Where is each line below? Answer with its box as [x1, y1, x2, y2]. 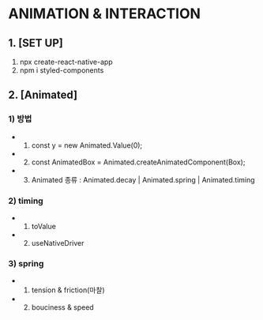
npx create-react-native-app [19, 57, 113, 66]
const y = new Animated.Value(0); [31, 140, 143, 150]
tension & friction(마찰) [31, 285, 105, 295]
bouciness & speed [31, 303, 95, 312]
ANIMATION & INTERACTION [8, 5, 201, 23]
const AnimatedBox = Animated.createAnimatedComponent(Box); [31, 157, 246, 167]
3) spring [8, 258, 44, 269]
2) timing [8, 195, 43, 206]
